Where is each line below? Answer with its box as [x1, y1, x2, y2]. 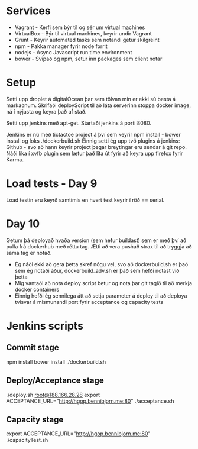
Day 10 [6, 217, 40, 230]
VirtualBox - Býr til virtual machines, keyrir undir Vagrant [14, 30, 152, 37]
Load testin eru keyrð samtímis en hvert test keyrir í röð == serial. [6, 196, 165, 203]
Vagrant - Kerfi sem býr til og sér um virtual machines [14, 24, 145, 31]
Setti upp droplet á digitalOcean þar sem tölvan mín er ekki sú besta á [6, 95, 176, 102]
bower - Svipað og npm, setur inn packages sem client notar [14, 55, 163, 62]
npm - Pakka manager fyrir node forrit [14, 43, 108, 50]
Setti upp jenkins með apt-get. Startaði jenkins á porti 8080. [6, 119, 152, 127]
